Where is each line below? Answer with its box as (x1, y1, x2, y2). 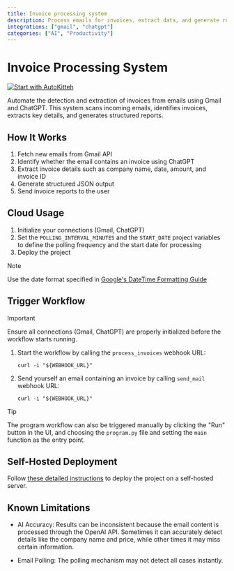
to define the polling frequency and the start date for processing (17, 240, 202, 249)
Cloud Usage (7, 207, 65, 219)
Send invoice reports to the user (17, 187, 110, 195)
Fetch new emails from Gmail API (17, 150, 113, 158)
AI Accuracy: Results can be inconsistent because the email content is (17, 521, 219, 529)
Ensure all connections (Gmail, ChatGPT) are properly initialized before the (7, 327, 221, 336)
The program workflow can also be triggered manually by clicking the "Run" (7, 420, 225, 429)
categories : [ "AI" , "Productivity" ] (7, 29, 114, 37)
